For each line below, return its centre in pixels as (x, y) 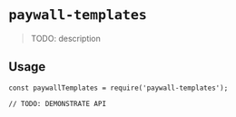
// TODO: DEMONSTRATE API (57, 103)
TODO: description (66, 38)
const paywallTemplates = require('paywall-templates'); (118, 88)
